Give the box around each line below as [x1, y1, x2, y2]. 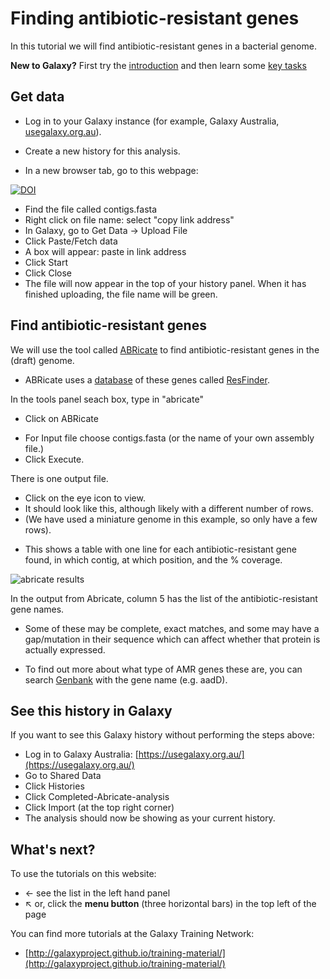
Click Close [24, 267, 73, 279]
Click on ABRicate [24, 412, 99, 424]
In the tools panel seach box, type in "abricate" [10, 393, 204, 405]
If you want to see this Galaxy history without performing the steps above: [10, 729, 315, 741]
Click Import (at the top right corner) [24, 802, 175, 814]
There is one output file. [10, 472, 109, 484]
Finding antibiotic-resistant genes [10, 7, 300, 30]
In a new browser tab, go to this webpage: [24, 164, 199, 176]
